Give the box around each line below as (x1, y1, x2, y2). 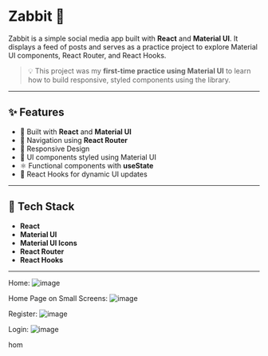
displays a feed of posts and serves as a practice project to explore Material (8, 42, 258, 51)
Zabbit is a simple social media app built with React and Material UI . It (8, 34, 238, 43)
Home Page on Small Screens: (8, 293, 108, 303)
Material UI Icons (19, 238, 77, 247)
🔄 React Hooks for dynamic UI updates (19, 169, 148, 179)
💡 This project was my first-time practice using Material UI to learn (27, 65, 251, 75)
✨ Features (8, 105, 65, 119)
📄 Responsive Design (19, 144, 90, 153)
